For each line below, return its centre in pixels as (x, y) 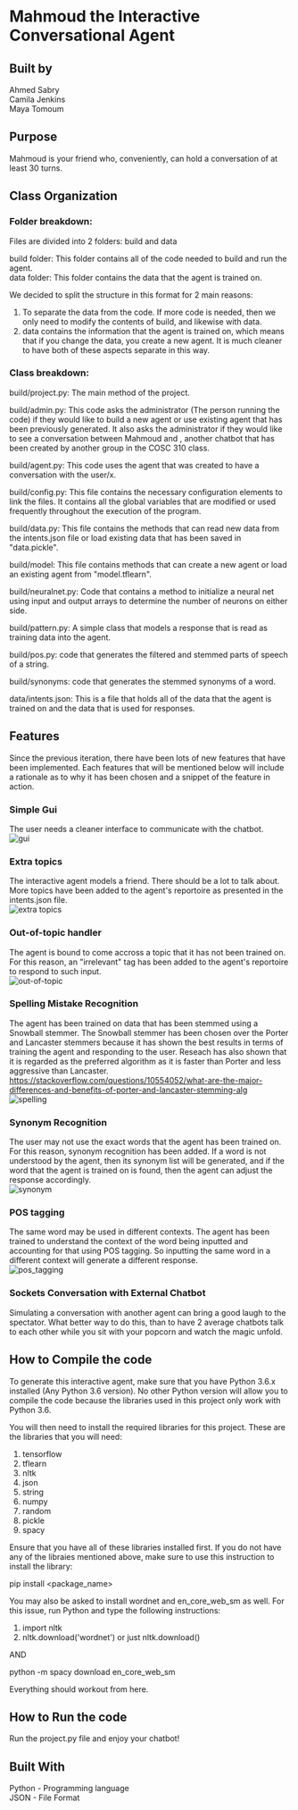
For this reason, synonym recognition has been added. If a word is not (138, 1151)
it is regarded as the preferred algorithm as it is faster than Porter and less (145, 1061)
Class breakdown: (50, 373)
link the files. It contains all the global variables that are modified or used (143, 501)
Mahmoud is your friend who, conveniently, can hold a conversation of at (144, 158)
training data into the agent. (60, 637)
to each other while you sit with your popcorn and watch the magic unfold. (146, 1331)
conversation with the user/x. (63, 475)
